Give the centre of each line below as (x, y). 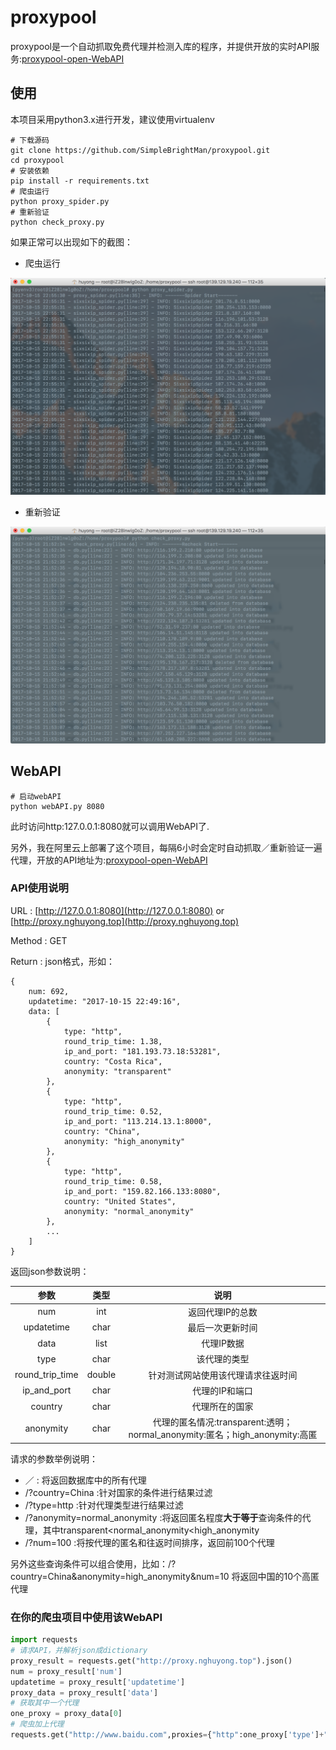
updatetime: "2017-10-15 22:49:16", (105, 1001)
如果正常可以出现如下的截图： (71, 242)
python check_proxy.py (57, 222)
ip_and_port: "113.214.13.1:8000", (138, 1121)
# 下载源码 (30, 140)
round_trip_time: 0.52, (113, 1111)
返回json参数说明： (50, 1271)
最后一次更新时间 (222, 1327)
